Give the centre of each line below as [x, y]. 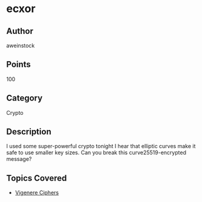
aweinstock [21, 45]
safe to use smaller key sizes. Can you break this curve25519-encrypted [96, 152]
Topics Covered [37, 178]
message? [19, 159]
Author [20, 31]
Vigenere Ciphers [37, 193]
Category [24, 98]
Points [19, 64]
